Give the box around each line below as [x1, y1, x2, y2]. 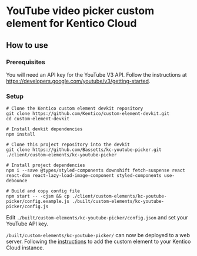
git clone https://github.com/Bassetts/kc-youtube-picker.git [6, 147, 162, 153]
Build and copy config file [11, 188, 81, 194]
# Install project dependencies [6, 162, 85, 169]
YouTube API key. [6, 220, 49, 228]
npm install [6, 132, 35, 137]
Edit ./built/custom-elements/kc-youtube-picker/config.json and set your [6, 214, 188, 221]
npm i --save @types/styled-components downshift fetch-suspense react [6, 168, 185, 173]
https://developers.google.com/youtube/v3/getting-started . [6, 77, 151, 84]
